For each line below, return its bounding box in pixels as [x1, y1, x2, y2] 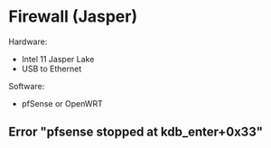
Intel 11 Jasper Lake [21, 53, 95, 64]
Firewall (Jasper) [8, 6, 137, 27]
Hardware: [8, 36, 48, 47]
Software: [8, 80, 45, 91]
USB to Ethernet [21, 63, 82, 74]
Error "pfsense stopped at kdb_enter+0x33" [8, 125, 264, 140]
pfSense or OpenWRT [21, 97, 103, 109]
